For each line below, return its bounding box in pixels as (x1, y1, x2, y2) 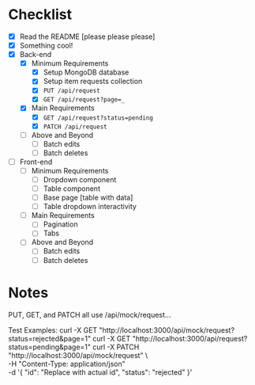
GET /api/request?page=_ (43, 96, 126, 104)
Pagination (43, 219, 78, 229)
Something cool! (19, 41, 73, 50)
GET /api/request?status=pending (43, 113, 154, 122)
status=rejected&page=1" (8, 334, 92, 343)
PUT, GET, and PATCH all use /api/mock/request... (8, 310, 171, 319)
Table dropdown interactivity (43, 202, 137, 212)
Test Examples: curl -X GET (8, 325, 98, 334)
